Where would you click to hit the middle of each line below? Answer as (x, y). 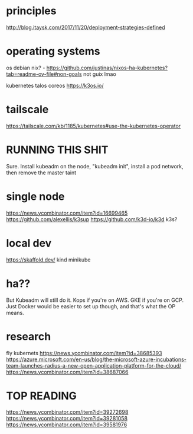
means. (15, 312)
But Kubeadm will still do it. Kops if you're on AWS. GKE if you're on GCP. (95, 300)
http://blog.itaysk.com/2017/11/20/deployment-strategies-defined (86, 27)
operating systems (53, 51)
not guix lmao (99, 74)
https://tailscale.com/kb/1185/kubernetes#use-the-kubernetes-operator (94, 126)
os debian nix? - (26, 68)
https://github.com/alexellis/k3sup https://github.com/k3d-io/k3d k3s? (92, 219)
